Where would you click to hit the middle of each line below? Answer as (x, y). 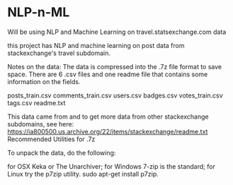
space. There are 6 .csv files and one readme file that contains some (108, 74)
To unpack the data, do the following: (62, 153)
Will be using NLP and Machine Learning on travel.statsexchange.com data (117, 32)
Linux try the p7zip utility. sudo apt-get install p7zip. (83, 174)
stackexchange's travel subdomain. (59, 53)
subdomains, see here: (41, 124)
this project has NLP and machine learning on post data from (96, 45)
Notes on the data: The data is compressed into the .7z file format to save (115, 66)
